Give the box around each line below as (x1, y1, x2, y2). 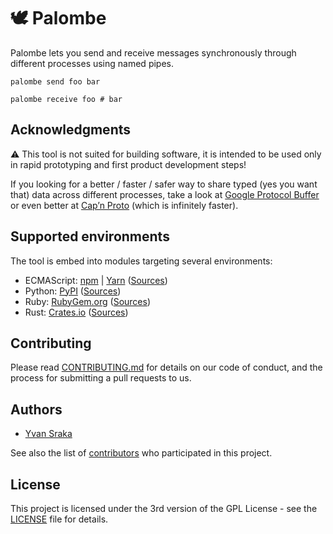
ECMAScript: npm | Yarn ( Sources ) (24, 274, 168, 286)
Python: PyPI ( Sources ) (24, 285, 122, 297)
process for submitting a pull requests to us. (10, 372, 192, 384)
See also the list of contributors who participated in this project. (10, 447, 273, 459)
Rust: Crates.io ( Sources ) (24, 306, 129, 318)
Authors (10, 401, 63, 418)
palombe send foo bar (10, 76, 101, 87)
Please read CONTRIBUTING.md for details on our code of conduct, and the (10, 361, 323, 374)
